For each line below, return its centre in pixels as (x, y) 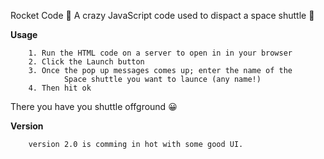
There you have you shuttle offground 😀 (94, 106)
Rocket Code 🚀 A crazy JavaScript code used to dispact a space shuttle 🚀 (162, 15)
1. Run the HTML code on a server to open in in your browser (160, 53)
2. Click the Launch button (86, 62)
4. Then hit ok (60, 88)
